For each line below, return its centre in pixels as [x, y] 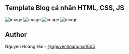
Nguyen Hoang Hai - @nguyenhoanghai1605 [50, 46]
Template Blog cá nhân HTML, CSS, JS [65, 8]
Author [16, 35]
